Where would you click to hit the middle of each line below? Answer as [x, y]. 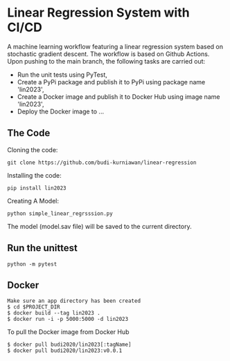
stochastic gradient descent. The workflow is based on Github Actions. [108, 54]
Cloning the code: [33, 149]
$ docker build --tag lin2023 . [54, 313]
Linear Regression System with [98, 13]
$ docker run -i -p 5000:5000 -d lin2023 [68, 320]
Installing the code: [35, 175]
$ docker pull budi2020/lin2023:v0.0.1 [65, 351]
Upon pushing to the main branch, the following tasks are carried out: [106, 61]
